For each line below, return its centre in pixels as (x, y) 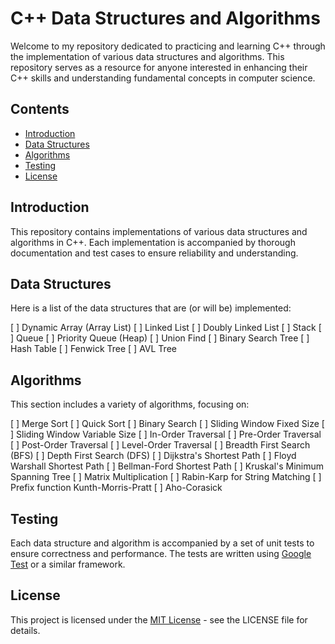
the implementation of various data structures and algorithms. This (147, 56)
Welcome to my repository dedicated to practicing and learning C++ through (168, 46)
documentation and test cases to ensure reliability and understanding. (154, 253)
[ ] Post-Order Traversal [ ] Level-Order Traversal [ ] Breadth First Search (160, 445)
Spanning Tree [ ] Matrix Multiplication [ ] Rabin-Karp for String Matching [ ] (166, 477)
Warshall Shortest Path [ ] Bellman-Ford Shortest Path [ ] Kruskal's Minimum (167, 466)
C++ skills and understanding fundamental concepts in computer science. (163, 78)
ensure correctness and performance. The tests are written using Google (161, 553)
